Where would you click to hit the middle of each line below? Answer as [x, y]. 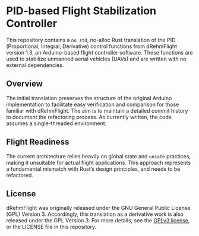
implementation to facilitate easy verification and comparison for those [93, 104]
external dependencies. [35, 65]
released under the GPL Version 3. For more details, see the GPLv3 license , [98, 221]
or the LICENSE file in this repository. [51, 227]
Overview [25, 84]
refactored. [20, 175]
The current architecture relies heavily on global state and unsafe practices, [99, 156]
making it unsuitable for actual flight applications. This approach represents [99, 162]
